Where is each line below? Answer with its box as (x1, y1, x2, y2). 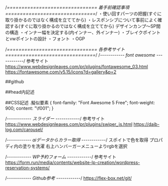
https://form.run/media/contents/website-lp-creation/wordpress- (5, 159, 140, 165)
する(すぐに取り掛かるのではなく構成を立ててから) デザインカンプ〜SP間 (9, 23, 161, 29)
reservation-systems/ (5, 165, 50, 170)
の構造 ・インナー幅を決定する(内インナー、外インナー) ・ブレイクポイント (5, 30, 161, 35)
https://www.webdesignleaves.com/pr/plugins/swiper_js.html (5, 121, 133, 127)
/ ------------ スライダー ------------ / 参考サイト (5, 116, 105, 121)
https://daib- (133, 121, 160, 127)
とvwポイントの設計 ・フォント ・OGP (5, 36, 86, 42)
